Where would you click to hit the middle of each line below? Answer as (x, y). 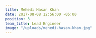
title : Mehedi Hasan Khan (32, 10)
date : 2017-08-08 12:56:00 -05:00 (41, 14)
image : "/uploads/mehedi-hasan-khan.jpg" (49, 28)
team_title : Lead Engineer (33, 23)
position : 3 (17, 19)
